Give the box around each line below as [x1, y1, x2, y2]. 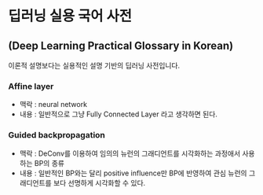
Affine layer [8, 80, 54, 91]
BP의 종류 [34, 158, 65, 167]
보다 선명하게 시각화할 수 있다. [53, 178, 146, 187]
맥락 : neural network [19, 100, 88, 109]
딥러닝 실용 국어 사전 [8, 7, 132, 25]
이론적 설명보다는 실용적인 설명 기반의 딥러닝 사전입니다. [8, 61, 181, 70]
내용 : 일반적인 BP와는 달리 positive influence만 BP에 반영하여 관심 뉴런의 [19, 168, 247, 178]
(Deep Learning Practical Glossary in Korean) [8, 39, 234, 52]
